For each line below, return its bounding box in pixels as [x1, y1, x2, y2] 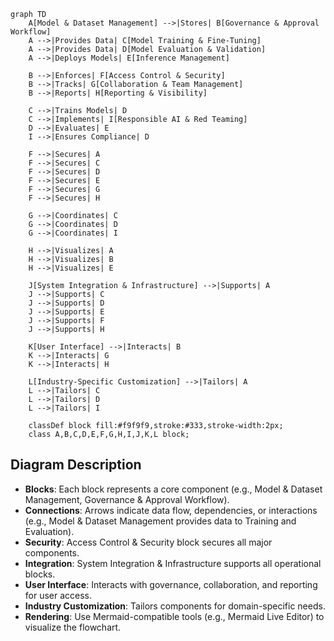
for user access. [24, 589, 93, 601]
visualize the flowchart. [24, 621, 122, 633]
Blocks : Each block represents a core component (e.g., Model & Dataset [24, 483, 323, 495]
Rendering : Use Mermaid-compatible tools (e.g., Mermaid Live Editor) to [24, 610, 325, 622]
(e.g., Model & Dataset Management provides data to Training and [24, 515, 297, 527]
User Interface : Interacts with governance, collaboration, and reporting [24, 578, 318, 590]
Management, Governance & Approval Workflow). [24, 493, 230, 505]
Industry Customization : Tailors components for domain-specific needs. [24, 600, 326, 612]
